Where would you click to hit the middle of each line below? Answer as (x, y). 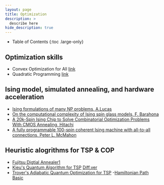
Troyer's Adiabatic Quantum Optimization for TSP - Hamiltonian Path (80, 172)
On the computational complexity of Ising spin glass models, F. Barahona (85, 114)
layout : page (18, 10)
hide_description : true (29, 28)
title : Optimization (26, 14)
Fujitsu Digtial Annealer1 (36, 162)
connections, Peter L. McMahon (44, 135)
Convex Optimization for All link (44, 69)
